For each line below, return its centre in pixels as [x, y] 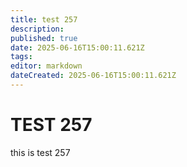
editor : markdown [46, 66]
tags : [21, 57]
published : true [44, 38]
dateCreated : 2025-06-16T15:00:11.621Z [93, 76]
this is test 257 [40, 152]
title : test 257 [44, 19]
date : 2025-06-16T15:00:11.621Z [77, 47]
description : [37, 29]
